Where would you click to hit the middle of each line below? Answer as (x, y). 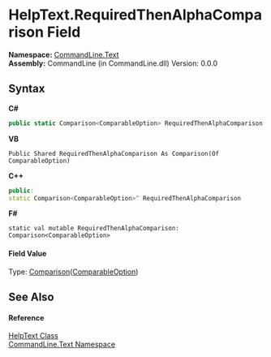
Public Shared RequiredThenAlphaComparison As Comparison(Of (114, 153)
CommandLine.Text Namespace (62, 344)
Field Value (28, 253)
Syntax (27, 89)
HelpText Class (33, 336)
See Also (31, 297)
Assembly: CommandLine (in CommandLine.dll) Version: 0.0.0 (113, 63)
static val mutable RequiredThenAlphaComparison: (94, 229)
